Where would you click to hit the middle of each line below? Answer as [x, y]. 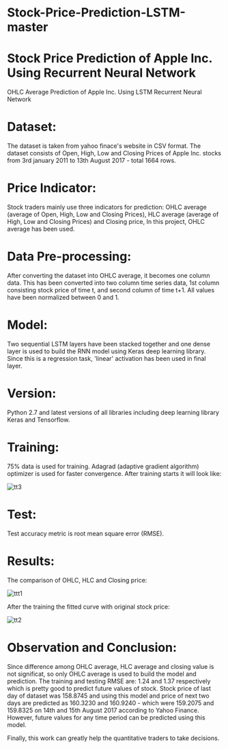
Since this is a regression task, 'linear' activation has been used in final [106, 358]
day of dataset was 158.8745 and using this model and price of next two [108, 696]
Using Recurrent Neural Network [101, 73]
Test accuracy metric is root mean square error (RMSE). [86, 533]
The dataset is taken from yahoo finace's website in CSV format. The [104, 146]
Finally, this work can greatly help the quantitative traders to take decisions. [113, 738]
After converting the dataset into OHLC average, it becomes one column [109, 275]
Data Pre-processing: [69, 256]
